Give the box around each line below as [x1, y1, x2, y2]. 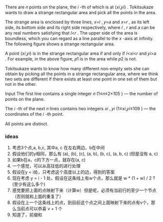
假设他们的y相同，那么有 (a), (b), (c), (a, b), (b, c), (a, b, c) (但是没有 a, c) [12, 151, 158, 157]
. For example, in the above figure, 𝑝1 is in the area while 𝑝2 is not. [5, 56, 137, 61]
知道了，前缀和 [12, 212, 42, 218]
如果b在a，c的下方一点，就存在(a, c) [12, 157, 86, 163]
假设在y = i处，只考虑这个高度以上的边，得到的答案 [12, 169, 115, 175]
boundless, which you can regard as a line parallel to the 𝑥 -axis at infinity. [5, 36, 154, 41]
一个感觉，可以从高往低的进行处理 [12, 163, 81, 169]
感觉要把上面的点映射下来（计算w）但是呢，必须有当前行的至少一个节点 [12, 187, 157, 193]
